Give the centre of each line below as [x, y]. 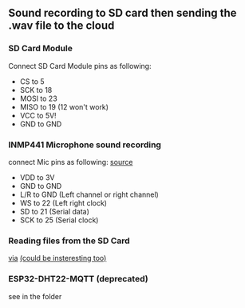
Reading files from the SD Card [69, 241]
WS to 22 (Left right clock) [63, 202]
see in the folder [35, 296]
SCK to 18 [36, 90]
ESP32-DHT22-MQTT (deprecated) [79, 279]
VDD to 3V [37, 177]
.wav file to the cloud [61, 26]
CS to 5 [32, 81]
